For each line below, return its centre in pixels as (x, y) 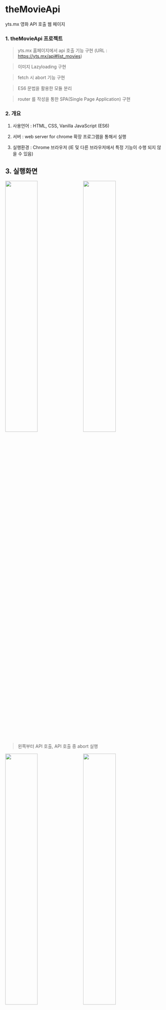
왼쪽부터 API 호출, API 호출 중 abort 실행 (58, 746)
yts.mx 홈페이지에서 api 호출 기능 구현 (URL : (63, 51)
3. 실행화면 (22, 171)
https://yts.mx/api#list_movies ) (50, 56)
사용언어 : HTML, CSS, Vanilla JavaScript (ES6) (61, 126)
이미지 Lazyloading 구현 (42, 67)
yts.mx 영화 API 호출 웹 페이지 (35, 24)
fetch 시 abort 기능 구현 (41, 78)
